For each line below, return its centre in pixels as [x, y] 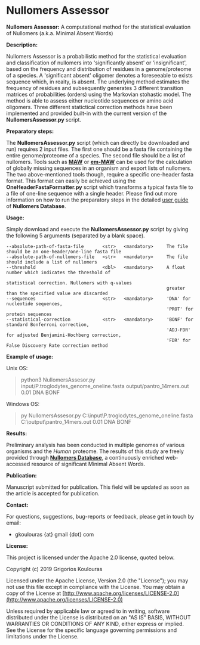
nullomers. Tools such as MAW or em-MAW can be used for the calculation [99, 162]
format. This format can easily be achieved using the [71, 181]
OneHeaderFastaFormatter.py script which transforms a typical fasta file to [100, 187]
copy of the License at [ [35, 593]
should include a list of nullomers [52, 262]
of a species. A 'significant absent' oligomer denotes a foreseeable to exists [99, 75]
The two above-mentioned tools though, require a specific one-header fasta [100, 174]
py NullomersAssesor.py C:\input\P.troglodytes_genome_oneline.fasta [107, 415]
